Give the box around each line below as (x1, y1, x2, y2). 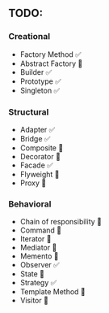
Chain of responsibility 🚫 (19, 217, 103, 227)
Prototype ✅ (19, 76, 62, 86)
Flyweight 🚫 (19, 169, 60, 179)
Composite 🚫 (19, 142, 64, 153)
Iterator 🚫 (19, 234, 52, 244)
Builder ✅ (19, 67, 52, 76)
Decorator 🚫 (19, 151, 61, 161)
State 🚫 (19, 269, 45, 279)
